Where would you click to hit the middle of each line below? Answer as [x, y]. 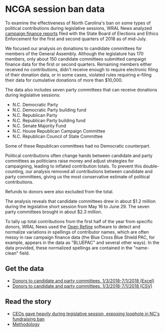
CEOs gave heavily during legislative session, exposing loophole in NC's [86, 314]
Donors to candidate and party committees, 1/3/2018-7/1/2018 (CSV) [82, 286]
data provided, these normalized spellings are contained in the [69, 248]
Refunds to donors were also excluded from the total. [59, 191]
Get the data [25, 269]
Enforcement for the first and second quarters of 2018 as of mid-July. [76, 39]
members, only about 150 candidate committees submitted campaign [76, 59]
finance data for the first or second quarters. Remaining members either [79, 64]
